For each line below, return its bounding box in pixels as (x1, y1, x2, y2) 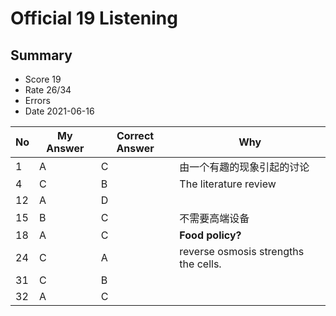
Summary (10, 47, 73, 64)
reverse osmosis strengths (179, 245, 305, 258)
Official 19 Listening (10, 7, 178, 30)
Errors (24, 95, 51, 106)
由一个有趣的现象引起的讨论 (179, 160, 310, 174)
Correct (116, 129, 155, 142)
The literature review (179, 177, 277, 191)
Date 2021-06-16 (24, 105, 95, 117)
